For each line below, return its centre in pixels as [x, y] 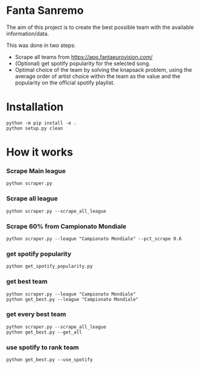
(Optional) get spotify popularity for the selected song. [83, 63]
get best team [27, 282]
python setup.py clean [35, 128]
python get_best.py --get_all [44, 332]
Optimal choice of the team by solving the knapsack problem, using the [103, 69]
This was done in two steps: [41, 45]
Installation [35, 107]
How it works [40, 152]
